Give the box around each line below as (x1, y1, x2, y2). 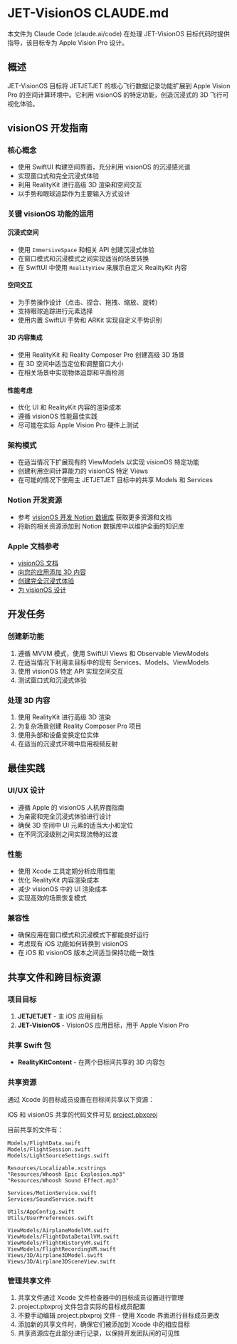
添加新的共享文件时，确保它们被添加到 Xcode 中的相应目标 (17, 1320, 190, 1328)
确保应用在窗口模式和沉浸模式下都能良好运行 (17, 931, 149, 939)
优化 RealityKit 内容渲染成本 (17, 876, 100, 885)
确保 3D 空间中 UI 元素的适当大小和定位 (17, 821, 134, 829)
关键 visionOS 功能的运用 (7, 209, 94, 219)
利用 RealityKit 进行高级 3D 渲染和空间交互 (17, 180, 142, 189)
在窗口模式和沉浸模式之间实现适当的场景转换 (17, 254, 149, 263)
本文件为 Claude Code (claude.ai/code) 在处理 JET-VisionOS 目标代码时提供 (7, 29, 230, 38)
